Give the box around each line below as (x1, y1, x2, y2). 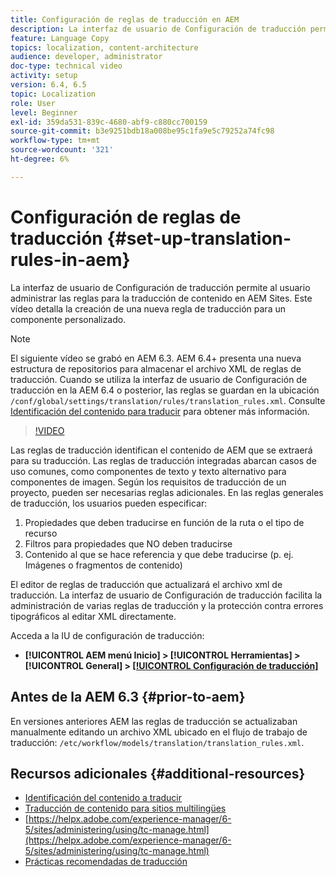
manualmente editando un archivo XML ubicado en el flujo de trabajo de (10, 726, 308, 738)
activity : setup (10, 71, 78, 81)
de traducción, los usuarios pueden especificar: (10, 497, 208, 509)
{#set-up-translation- (106, 227, 292, 250)
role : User (10, 98, 56, 108)
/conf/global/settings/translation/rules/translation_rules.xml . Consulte (10, 394, 326, 406)
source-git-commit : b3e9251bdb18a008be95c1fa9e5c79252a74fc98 (10, 126, 275, 136)
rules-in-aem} (10, 248, 131, 271)
